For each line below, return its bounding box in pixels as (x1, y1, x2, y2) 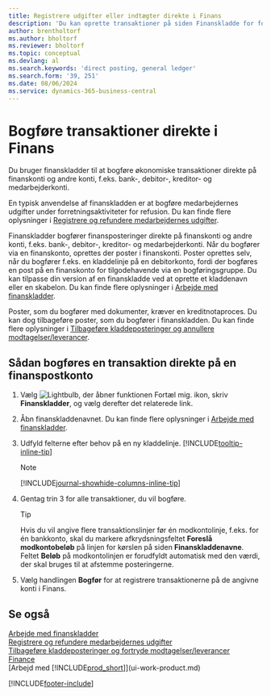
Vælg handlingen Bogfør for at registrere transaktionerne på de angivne (19, 575, 260, 585)
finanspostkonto (8, 368, 94, 382)
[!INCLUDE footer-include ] (8, 678, 94, 688)
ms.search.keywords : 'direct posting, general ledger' (8, 65, 197, 73)
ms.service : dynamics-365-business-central (8, 86, 157, 95)
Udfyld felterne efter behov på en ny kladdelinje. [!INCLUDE (19, 438, 219, 448)
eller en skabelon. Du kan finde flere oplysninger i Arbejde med (8, 283, 219, 292)
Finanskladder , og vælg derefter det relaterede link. (19, 399, 194, 409)
